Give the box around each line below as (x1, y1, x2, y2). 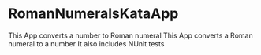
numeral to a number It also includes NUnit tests (8, 38, 165, 48)
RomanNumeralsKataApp (8, 5, 179, 23)
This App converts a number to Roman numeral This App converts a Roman (8, 31, 254, 40)
